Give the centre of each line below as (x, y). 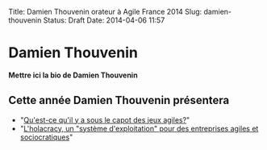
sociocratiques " (46, 137)
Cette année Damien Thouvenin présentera (119, 100)
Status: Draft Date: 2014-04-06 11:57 (104, 20)
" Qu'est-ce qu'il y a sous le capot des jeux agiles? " (105, 119)
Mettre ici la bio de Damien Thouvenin (73, 75)
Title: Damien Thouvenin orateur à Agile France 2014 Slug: (105, 12)
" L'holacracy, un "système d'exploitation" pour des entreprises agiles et (139, 128)
